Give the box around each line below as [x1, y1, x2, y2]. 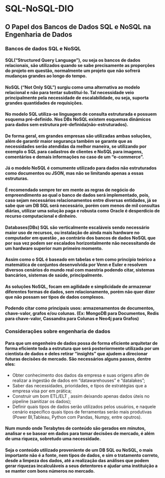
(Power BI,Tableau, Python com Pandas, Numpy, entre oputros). [12, 414, 142, 420]
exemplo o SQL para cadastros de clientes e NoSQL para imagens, [5, 148, 143, 154]
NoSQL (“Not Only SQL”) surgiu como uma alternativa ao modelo [5, 84, 140, 90]
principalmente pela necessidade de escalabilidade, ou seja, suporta [5, 95, 149, 101]
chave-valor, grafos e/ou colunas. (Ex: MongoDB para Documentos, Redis [5, 310, 159, 316]
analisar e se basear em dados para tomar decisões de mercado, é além [5, 431, 155, 437]
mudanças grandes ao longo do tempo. [5, 73, 87, 79]
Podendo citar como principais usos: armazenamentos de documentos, [5, 305, 155, 311]
